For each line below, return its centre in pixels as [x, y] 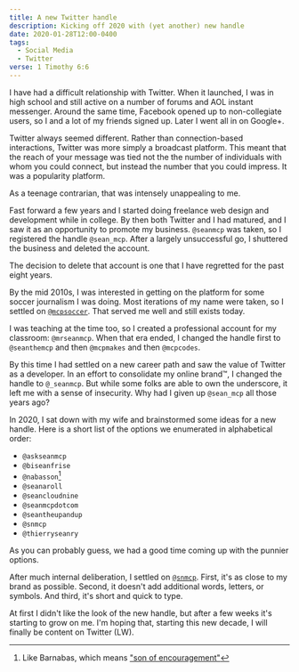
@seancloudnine [50, 496]
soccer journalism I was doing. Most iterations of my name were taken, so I [146, 301]
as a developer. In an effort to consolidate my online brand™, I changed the [146, 374]
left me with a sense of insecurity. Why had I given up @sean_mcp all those [143, 393]
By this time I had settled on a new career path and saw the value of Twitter [148, 364]
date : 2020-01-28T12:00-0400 [63, 34]
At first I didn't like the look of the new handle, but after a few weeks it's [141, 613]
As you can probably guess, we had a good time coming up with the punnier [149, 550]
